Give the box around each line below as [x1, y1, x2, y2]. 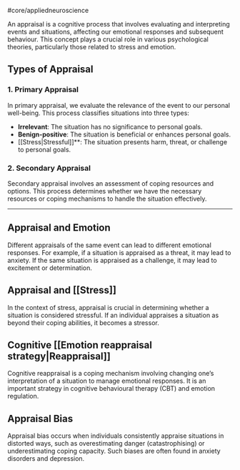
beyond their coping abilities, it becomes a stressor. [7, 318, 159, 327]
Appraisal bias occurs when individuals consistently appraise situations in [7, 431, 224, 440]
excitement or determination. [7, 264, 93, 272]
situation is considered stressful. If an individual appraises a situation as [7, 311, 219, 319]
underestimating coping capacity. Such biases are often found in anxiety [7, 446, 221, 456]
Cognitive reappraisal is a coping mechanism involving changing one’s [7, 369, 214, 378]
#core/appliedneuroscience [7, 6, 89, 14]
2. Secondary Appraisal [7, 163, 91, 173]
